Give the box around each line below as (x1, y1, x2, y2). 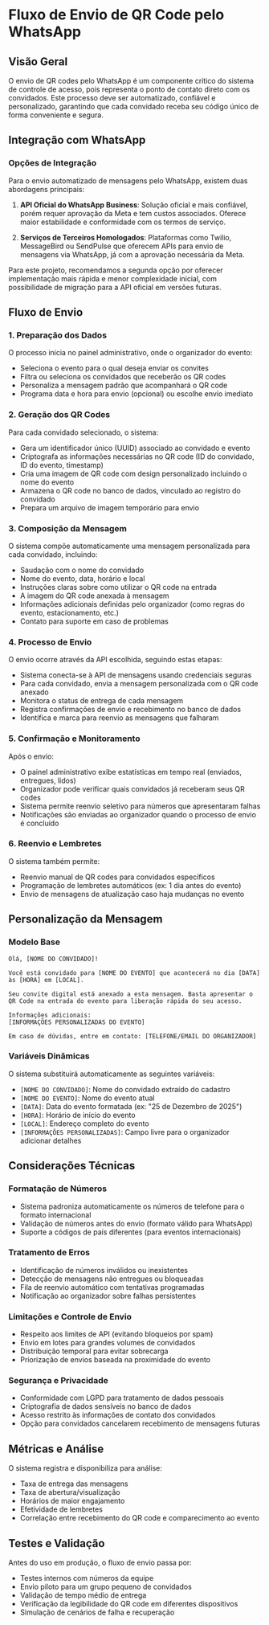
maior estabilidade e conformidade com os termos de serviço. (19, 217, 226, 227)
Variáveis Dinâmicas (8, 1050, 90, 1062)
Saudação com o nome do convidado (19, 565, 145, 575)
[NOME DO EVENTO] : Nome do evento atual (19, 1093, 155, 1103)
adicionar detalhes (19, 1136, 82, 1145)
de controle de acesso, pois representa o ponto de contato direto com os (8, 84, 251, 94)
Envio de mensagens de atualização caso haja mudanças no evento (19, 889, 245, 898)
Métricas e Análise (8, 1442, 104, 1455)
